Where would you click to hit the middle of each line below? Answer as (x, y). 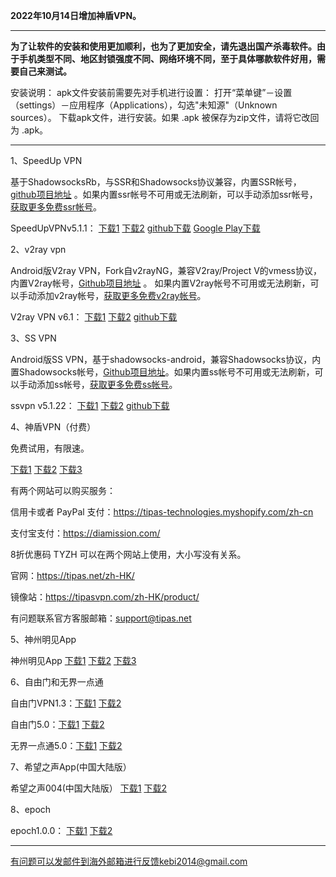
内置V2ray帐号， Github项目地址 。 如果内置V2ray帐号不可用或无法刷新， (160, 283)
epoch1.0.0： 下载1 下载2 (61, 830)
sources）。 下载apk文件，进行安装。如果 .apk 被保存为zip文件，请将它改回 (165, 117)
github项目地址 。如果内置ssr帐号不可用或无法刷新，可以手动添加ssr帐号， (164, 194)
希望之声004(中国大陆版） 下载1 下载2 (88, 788)
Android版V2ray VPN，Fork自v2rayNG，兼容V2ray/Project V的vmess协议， (166, 270)
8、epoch (31, 809)
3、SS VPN (33, 338)
